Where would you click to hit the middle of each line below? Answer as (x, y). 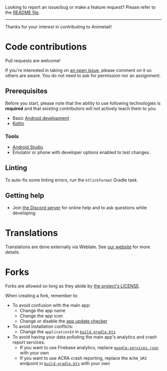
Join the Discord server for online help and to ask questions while (80, 207)
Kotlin (18, 123)
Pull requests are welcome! (33, 60)
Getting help (25, 196)
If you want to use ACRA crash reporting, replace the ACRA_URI (83, 358)
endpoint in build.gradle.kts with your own (65, 363)
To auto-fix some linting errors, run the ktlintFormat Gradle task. (72, 180)
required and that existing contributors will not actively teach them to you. (81, 108)
